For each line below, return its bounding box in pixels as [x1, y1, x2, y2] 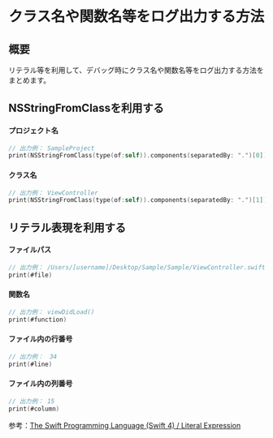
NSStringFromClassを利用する [8, 101, 164, 115]
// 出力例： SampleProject [8, 144, 95, 152]
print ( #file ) [8, 271, 53, 279]
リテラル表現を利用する [8, 221, 126, 234]
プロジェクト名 [8, 125, 58, 135]
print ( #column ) [8, 405, 60, 413]
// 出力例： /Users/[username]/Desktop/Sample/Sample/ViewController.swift [8, 263, 266, 272]
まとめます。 [8, 75, 51, 85]
